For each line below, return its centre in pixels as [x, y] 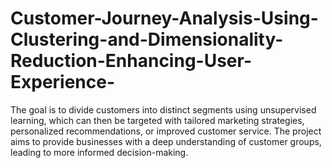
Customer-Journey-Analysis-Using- [164, 18]
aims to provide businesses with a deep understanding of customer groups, [166, 141]
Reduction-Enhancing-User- [131, 61]
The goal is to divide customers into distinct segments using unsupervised [163, 109]
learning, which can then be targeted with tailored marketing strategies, [157, 120]
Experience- [63, 82]
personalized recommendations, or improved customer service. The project [166, 131]
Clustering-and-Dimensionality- [147, 39]
